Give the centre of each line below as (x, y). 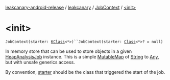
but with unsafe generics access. (40, 62)
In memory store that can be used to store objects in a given (68, 51)
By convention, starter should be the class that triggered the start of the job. (85, 72)
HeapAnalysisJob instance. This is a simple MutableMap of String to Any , (82, 56)
